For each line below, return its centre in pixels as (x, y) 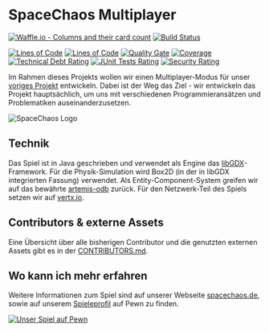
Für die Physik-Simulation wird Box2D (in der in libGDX (140, 172)
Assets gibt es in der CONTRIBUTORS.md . (78, 251)
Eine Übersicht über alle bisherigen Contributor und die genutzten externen (133, 242)
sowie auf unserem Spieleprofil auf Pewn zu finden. (94, 304)
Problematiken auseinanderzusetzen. (69, 102)
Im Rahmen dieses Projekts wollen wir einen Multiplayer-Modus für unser (129, 77)
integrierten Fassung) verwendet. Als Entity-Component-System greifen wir (133, 180)
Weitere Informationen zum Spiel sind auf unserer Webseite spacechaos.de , (134, 295)
